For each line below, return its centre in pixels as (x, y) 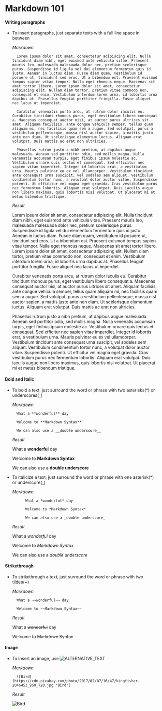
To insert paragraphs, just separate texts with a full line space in (76, 33)
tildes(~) (20, 582)
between (21, 38)
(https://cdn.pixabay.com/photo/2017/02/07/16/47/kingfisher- (76, 681)
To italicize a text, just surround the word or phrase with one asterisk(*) (83, 477)
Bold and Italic (20, 379)
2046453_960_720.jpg (33, 685)
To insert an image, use (35, 658)
